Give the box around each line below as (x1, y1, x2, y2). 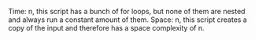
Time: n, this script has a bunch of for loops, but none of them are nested (8, 7, 246, 16)
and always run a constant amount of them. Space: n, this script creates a (8, 15, 248, 24)
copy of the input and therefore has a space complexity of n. (8, 24, 205, 32)
